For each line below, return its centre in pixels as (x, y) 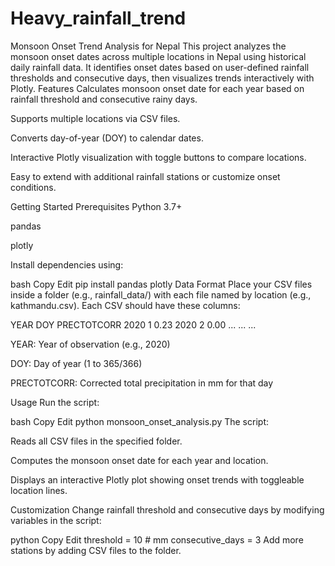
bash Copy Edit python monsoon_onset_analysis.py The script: (139, 421)
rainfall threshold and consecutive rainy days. (104, 99)
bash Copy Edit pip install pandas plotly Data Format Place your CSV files (161, 284)
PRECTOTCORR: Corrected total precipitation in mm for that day (142, 383)
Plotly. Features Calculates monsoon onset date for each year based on (157, 88)
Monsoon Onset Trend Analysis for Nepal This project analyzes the (148, 46)
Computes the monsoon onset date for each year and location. (139, 460)
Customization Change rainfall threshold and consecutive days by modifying (167, 509)
